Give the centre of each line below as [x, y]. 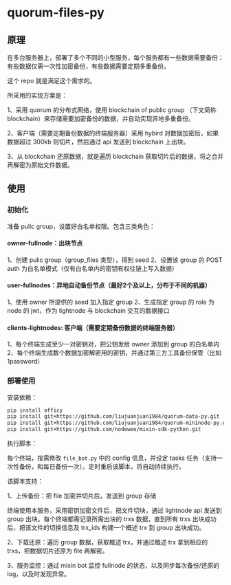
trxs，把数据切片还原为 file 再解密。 [58, 551]
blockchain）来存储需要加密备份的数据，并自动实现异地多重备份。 [101, 119]
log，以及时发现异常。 [39, 574]
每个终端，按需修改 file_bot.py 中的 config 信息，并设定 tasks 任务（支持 [112, 458]
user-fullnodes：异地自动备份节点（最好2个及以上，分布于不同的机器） [109, 285]
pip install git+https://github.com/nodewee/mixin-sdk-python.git [104, 430]
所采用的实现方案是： [37, 95]
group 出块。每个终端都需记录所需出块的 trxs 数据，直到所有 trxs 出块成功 [112, 519]
